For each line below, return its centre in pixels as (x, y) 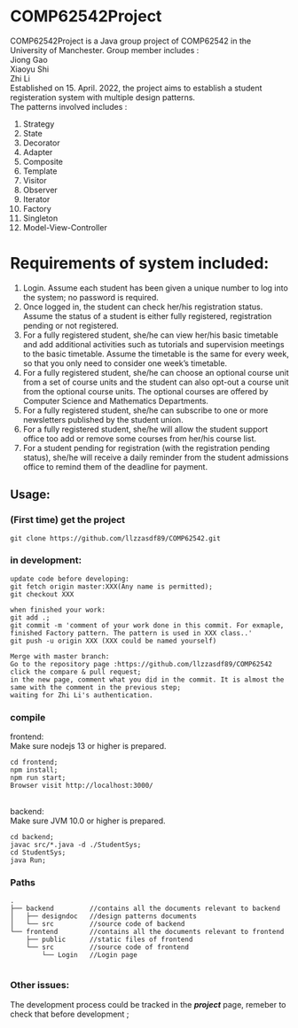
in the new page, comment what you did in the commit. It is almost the (147, 680)
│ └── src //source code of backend (98, 924)
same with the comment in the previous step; (95, 687)
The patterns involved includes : (69, 106)
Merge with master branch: (60, 656)
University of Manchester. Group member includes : (105, 50)
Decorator (41, 143)
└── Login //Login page (90, 955)
